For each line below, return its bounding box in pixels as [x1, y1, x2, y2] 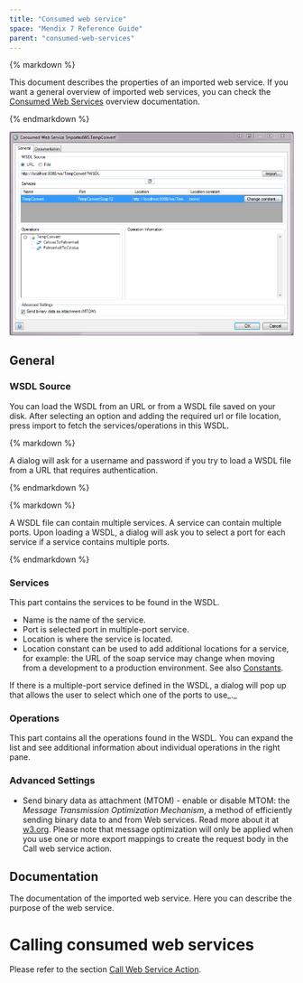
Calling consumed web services [9, 934, 254, 955]
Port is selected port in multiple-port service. [22, 623, 189, 634]
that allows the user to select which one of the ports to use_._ [9, 689, 237, 700]
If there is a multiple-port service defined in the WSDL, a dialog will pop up [9, 679, 287, 690]
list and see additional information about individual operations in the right [9, 742, 280, 754]
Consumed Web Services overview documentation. [9, 96, 200, 108]
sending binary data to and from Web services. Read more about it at [22, 814, 280, 825]
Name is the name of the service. [22, 614, 146, 625]
